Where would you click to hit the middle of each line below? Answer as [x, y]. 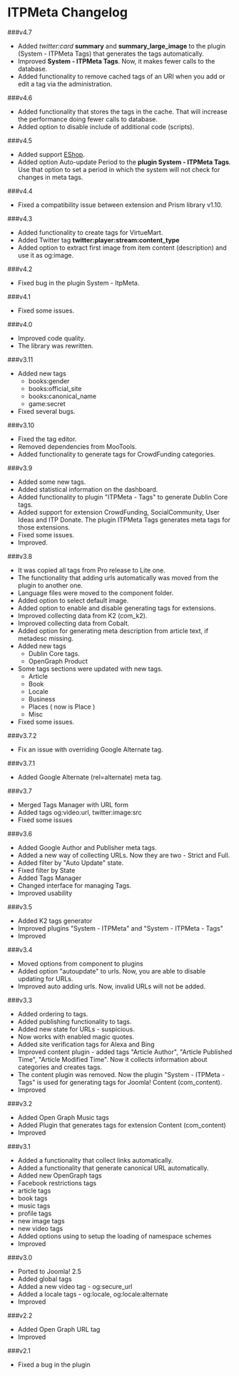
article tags [34, 1190]
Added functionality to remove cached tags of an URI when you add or [121, 76]
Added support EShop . [51, 154]
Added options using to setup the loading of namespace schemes [115, 1236]
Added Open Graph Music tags [63, 1117]
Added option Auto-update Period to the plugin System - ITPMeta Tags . [124, 162]
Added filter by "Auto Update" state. [71, 862]
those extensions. [44, 527]
